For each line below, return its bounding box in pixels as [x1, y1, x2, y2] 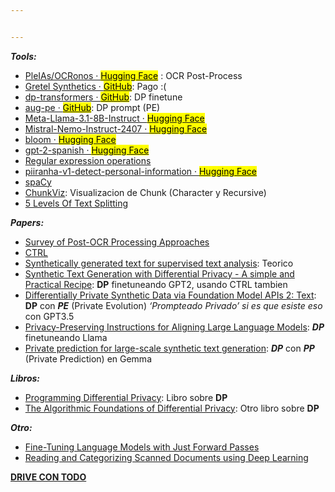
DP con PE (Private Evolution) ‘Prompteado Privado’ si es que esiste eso [24, 299, 323, 311]
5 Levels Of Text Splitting [24, 197, 129, 209]
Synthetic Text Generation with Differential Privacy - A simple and [24, 267, 295, 280]
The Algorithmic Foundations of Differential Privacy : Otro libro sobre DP [24, 402, 320, 414]
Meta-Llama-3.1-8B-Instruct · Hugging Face [24, 112, 205, 124]
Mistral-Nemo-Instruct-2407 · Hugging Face [24, 122, 208, 135]
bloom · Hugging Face [24, 133, 117, 145]
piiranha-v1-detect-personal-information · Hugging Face [24, 165, 257, 177]
